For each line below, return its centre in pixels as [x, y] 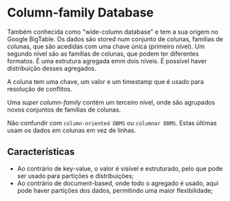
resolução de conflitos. [40, 89]
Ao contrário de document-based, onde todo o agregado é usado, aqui [118, 183]
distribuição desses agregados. [52, 68]
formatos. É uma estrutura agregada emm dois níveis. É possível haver [107, 61]
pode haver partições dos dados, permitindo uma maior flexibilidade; [115, 190]
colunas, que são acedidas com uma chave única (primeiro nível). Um [106, 46]
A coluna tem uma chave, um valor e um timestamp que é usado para [106, 81]
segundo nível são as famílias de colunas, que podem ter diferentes [103, 54]
